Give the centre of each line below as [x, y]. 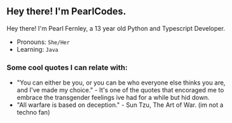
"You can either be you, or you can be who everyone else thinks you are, [121, 82]
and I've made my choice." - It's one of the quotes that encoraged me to [120, 90]
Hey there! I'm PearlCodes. [67, 12]
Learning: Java [37, 49]
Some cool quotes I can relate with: [67, 67]
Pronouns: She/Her [43, 42]
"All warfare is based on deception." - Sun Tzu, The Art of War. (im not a [120, 105]
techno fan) [33, 113]
